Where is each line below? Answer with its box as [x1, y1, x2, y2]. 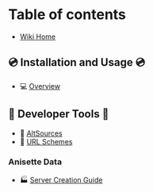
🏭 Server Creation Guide [19, 175, 103, 184]
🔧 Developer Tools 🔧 [8, 107, 109, 121]
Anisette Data [8, 156, 62, 167]
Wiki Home [19, 32, 56, 41]
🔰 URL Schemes [19, 136, 73, 146]
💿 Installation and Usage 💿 [8, 56, 145, 69]
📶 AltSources [19, 129, 63, 138]
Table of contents [8, 6, 127, 24]
